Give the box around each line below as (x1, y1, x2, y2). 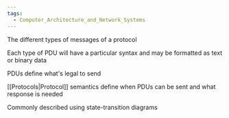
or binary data (7, 56, 47, 64)
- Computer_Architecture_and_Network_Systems (13, 16, 146, 23)
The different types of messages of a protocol (7, 35, 137, 43)
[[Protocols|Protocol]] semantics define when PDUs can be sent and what (7, 82, 216, 91)
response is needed (7, 90, 63, 98)
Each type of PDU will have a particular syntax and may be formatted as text (7, 49, 223, 57)
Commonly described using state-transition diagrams (7, 103, 158, 111)
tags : (7, 10, 23, 17)
